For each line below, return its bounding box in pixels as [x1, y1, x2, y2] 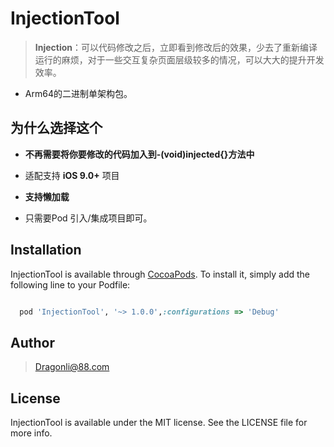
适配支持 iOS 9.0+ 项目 [24, 169, 120, 181]
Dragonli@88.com [34, 361, 110, 373]
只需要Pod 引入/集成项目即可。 [24, 212, 153, 224]
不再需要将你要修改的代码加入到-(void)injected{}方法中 [24, 148, 255, 160]
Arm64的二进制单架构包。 [24, 87, 133, 99]
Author [10, 334, 55, 351]
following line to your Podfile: [10, 278, 131, 291]
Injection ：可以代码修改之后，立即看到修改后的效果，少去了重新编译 [34, 41, 318, 53]
